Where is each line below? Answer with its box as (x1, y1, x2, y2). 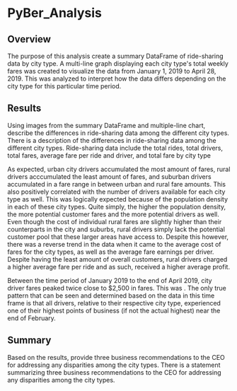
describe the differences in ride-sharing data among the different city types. (7, 129, 230, 137)
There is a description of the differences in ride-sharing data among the (7, 136, 217, 144)
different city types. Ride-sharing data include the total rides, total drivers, (7, 144, 223, 152)
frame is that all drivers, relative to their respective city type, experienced (7, 298, 221, 307)
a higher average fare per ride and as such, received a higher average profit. (7, 262, 231, 271)
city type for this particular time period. (7, 82, 122, 90)
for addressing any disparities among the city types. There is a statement (7, 361, 221, 369)
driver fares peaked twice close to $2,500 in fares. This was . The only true (7, 284, 226, 292)
